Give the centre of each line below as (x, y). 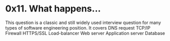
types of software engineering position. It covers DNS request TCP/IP (78, 27)
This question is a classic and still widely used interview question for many (83, 22)
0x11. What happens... (53, 9)
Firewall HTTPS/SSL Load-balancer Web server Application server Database (85, 33)
